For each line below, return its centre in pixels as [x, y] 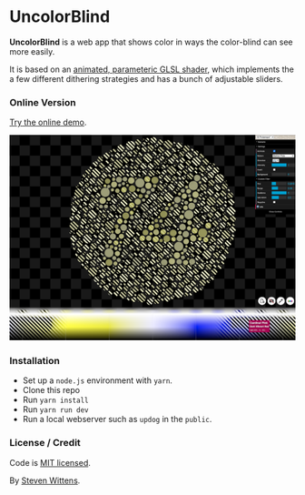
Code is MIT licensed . [50, 462]
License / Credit [45, 443]
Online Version [43, 102]
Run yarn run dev [55, 409]
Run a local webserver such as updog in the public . [117, 419]
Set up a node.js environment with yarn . [97, 380]
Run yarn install [55, 400]
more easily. [32, 51]
